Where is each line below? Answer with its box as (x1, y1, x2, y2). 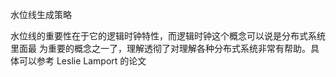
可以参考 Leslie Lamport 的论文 (18, 55, 147, 67)
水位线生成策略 (10, 9, 72, 20)
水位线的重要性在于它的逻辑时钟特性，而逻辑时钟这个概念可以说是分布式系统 (10, 30, 326, 42)
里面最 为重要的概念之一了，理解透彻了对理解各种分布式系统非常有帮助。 (10, 43, 311, 54)
